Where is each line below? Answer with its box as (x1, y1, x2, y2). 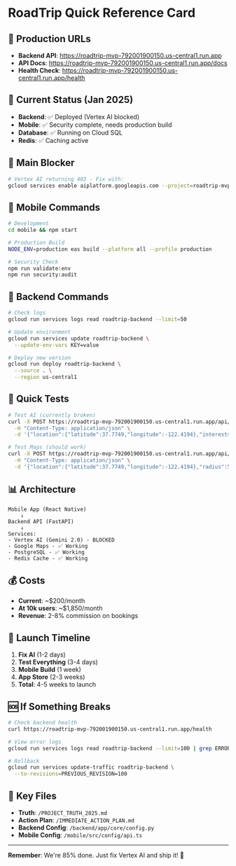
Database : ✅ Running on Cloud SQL (18, 128, 123, 137)
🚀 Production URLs (8, 33, 92, 45)
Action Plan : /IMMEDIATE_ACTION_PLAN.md (18, 816, 135, 824)
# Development (8, 220, 50, 227)
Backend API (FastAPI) (8, 518, 74, 525)
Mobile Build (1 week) (18, 666, 81, 674)
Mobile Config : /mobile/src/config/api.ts (18, 831, 143, 839)
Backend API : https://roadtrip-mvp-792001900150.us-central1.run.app (18, 51, 223, 60)
